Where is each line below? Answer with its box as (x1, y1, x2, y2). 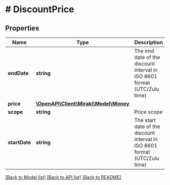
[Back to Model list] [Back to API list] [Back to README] (5, 174, 121, 180)
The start (134, 117, 156, 124)
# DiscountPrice (5, 4, 74, 15)
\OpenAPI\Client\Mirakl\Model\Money (36, 100, 130, 107)
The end (134, 47, 154, 54)
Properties (5, 24, 39, 33)
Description (134, 39, 163, 46)
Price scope (134, 108, 163, 115)
